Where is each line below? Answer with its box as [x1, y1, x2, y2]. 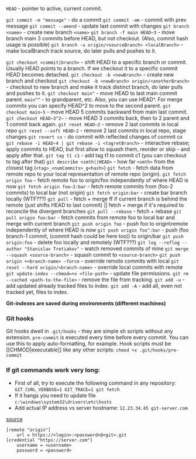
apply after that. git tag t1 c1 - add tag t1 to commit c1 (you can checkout [6, 152, 187, 158]
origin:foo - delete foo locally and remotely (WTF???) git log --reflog [6, 239, 180, 246]
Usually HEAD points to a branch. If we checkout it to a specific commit [6, 65, 178, 72]
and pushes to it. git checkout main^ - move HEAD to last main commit [6, 90, 177, 96]
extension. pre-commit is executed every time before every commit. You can [6, 334, 189, 341]
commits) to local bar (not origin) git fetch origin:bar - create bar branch [6, 189, 187, 196]
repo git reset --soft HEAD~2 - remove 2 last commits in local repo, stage [6, 127, 186, 134]
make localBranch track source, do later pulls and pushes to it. [6, 47, 157, 54]
